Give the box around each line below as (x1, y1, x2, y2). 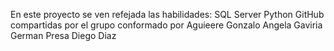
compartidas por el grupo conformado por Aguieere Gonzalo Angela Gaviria (10, 19, 323, 31)
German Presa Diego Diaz (10, 30, 117, 41)
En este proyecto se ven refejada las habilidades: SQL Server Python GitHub (10, 9, 325, 20)
